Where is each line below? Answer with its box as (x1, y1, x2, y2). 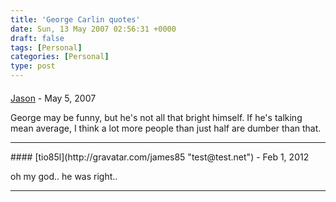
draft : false (10, 33, 65, 43)
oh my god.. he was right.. (10, 170, 118, 182)
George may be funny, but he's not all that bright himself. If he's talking (10, 111, 303, 123)
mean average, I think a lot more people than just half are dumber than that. (10, 122, 322, 134)
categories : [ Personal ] (10, 52, 110, 62)
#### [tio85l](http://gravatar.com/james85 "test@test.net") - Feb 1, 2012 (10, 151, 310, 163)
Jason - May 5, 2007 (10, 92, 97, 104)
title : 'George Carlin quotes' (10, 14, 141, 25)
